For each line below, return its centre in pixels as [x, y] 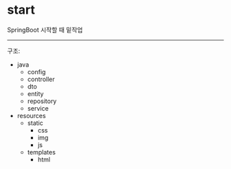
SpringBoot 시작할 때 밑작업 [45, 30]
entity [35, 93]
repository [42, 101]
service [38, 108]
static [35, 123]
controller [41, 79]
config [36, 71]
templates [42, 152]
